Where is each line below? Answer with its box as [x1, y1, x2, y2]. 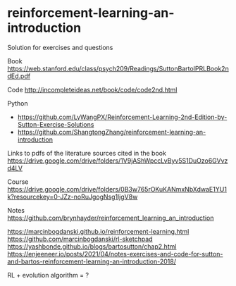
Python [7, 99, 28, 107]
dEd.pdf [7, 72, 30, 80]
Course [7, 178, 29, 186]
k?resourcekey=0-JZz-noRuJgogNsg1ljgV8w [7, 192, 138, 201]
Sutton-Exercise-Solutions [17, 120, 94, 128]
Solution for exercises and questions [7, 43, 113, 51]
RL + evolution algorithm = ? [7, 271, 89, 279]
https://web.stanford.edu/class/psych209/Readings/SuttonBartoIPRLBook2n [7, 64, 229, 73]
